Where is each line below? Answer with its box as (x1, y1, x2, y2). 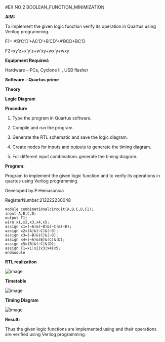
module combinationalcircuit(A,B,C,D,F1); (5, 207, 94, 212)
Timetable (5, 278, 27, 284)
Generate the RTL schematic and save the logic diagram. (12, 134, 128, 140)
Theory (5, 86, 21, 92)
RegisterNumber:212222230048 (5, 197, 71, 203)
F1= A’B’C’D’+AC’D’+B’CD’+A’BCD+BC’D (5, 38, 85, 44)
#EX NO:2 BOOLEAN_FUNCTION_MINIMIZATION (5, 4, 105, 10)
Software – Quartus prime (5, 77, 59, 82)
